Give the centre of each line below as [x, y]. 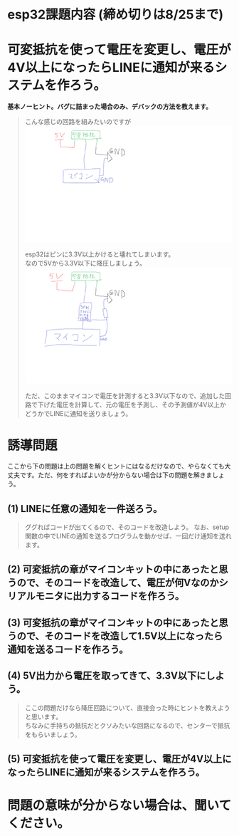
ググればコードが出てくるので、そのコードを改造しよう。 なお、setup [127, 527]
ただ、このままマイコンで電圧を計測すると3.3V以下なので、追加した [125, 396]
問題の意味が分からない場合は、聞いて [119, 806]
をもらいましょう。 [53, 734]
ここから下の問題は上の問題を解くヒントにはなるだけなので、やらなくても [116, 466]
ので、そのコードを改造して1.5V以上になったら [120, 636]
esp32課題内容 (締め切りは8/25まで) [116, 15]
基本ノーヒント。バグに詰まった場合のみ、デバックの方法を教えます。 [110, 107]
